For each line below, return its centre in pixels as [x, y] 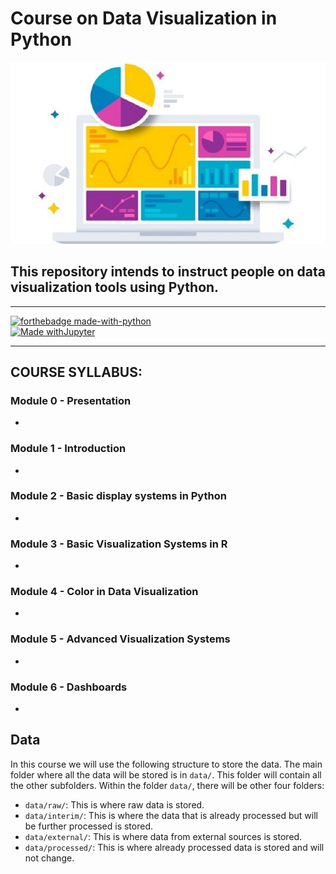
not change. [49, 858]
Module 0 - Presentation [71, 400]
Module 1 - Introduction [68, 449]
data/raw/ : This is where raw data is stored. [114, 804]
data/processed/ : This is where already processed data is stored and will [174, 847]
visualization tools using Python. [115, 287]
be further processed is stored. [89, 826]
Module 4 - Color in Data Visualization [104, 592]
